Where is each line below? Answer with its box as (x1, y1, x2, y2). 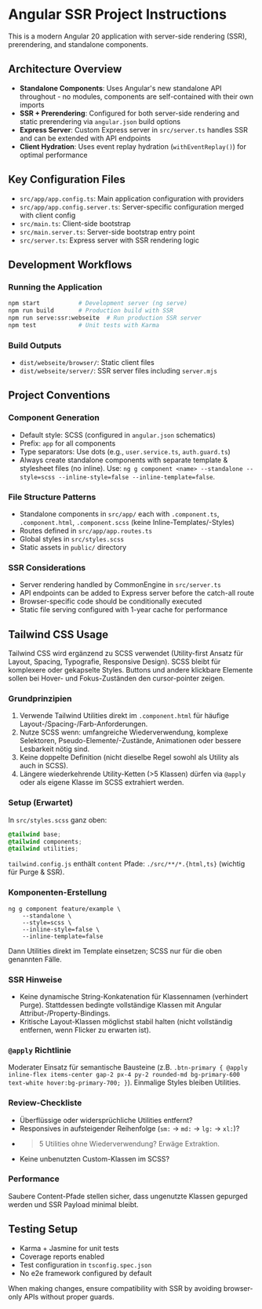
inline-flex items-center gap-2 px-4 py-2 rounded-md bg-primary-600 (8, 1071, 241, 1079)
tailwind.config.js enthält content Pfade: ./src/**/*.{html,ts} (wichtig (8, 859, 246, 869)
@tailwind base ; (8, 830, 61, 838)
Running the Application (8, 281, 103, 292)
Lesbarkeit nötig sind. (19, 744, 90, 754)
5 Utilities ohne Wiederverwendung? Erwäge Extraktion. (38, 1139, 220, 1148)
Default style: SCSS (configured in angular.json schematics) (19, 430, 216, 439)
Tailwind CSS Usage (8, 628, 108, 641)
